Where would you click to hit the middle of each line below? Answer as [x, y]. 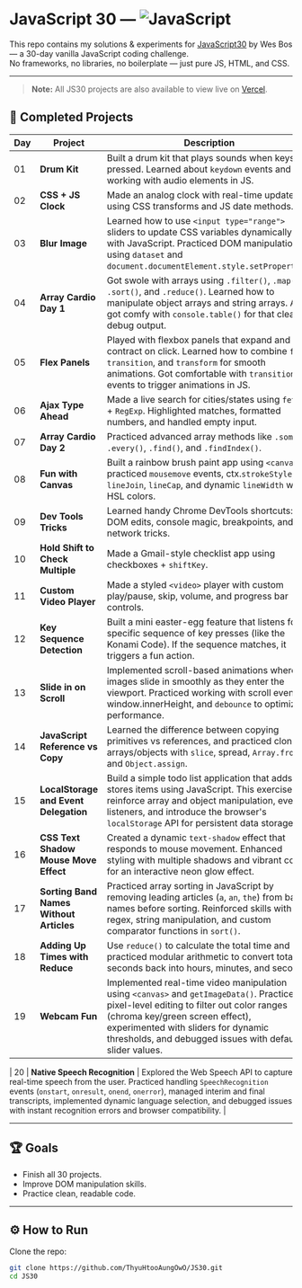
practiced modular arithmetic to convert [191, 956]
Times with [64, 956]
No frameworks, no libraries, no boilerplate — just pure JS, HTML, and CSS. [150, 63]
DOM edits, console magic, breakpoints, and [200, 521]
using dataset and [145, 254]
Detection [61, 650]
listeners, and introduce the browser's [187, 812]
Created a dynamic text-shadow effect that [196, 838]
